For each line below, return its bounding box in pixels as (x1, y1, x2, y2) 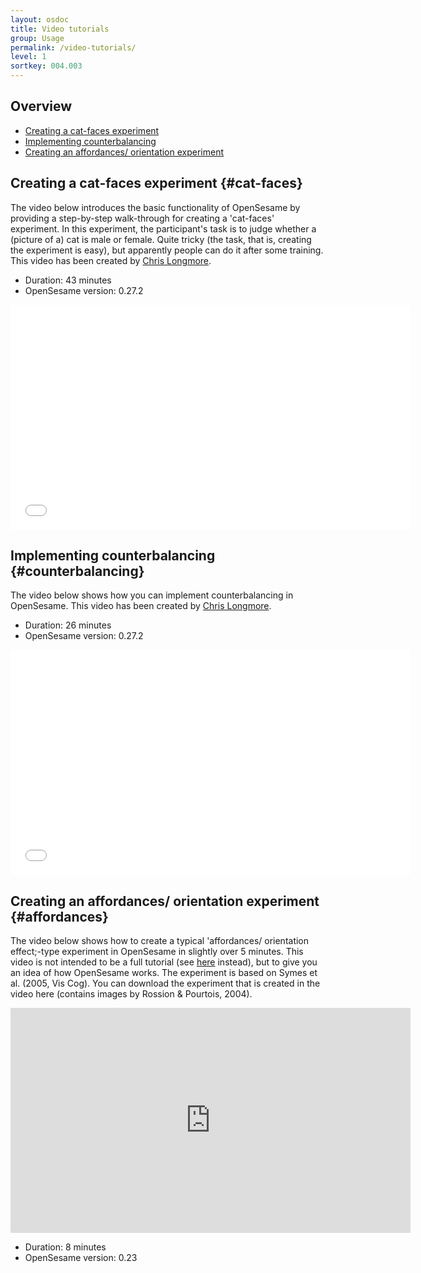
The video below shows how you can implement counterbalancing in (10, 589, 294, 601)
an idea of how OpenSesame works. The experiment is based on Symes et (10, 967, 318, 979)
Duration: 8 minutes (24, 1241, 107, 1253)
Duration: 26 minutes (24, 619, 112, 631)
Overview (10, 98, 73, 115)
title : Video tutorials (10, 24, 110, 34)
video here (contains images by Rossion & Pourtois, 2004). (10, 988, 253, 1000)
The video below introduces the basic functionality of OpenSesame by (10, 201, 301, 213)
